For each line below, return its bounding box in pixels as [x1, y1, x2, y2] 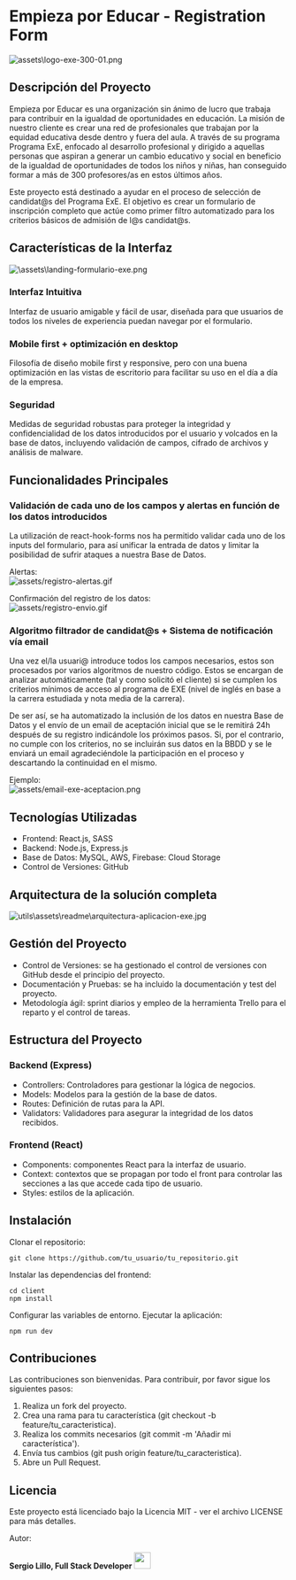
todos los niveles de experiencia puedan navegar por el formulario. [9, 315, 254, 326]
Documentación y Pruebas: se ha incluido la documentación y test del [21, 979, 277, 989]
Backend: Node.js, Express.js [21, 843, 129, 854]
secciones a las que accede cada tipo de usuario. [21, 1178, 203, 1189]
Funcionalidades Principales [9, 472, 169, 488]
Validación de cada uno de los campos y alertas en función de [9, 499, 280, 511]
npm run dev [9, 1327, 53, 1336]
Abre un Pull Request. [21, 1457, 102, 1468]
